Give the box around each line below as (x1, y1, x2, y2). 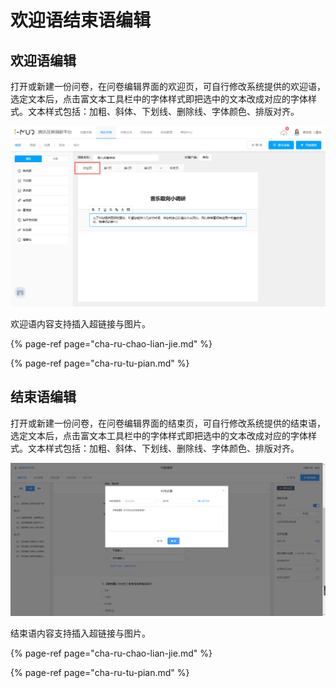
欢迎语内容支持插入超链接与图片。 (10, 317, 151, 330)
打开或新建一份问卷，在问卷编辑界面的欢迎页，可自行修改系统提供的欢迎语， (10, 81, 326, 92)
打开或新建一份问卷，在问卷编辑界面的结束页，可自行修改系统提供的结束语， (10, 417, 326, 429)
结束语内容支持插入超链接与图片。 (10, 627, 151, 640)
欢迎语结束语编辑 (10, 9, 152, 32)
